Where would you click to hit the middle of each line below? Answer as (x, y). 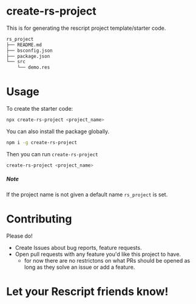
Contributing (39, 219)
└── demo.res (34, 67)
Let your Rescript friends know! (87, 292)
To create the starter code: (40, 109)
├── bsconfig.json (29, 50)
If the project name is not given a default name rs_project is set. (87, 194)
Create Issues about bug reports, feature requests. (78, 247)
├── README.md (24, 45)
